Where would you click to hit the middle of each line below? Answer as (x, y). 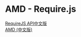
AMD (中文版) (19, 29)
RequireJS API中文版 (26, 23)
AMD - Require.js (40, 9)
